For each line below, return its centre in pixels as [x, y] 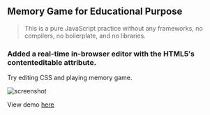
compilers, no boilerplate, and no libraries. [85, 36]
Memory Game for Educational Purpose [95, 11]
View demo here [31, 105]
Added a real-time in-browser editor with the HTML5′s [101, 54]
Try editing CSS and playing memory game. [70, 78]
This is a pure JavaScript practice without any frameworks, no [114, 28]
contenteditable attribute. [52, 62]
